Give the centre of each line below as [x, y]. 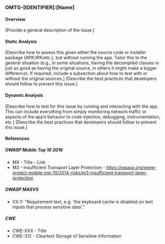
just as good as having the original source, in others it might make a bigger [81, 68]
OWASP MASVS [22, 189]
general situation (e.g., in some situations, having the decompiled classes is [82, 63]
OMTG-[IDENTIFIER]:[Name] [40, 7]
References [17, 139]
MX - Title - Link [29, 163]
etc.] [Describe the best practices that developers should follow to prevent [81, 122]
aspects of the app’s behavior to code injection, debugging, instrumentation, [83, 117]
